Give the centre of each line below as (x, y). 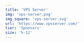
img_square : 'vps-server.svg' (37, 19)
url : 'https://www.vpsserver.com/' (43, 23)
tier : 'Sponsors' (23, 28)
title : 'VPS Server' (27, 10)
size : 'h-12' (19, 33)
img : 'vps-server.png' (29, 14)
